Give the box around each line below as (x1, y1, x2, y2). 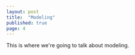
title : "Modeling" (6, 14, 56, 20)
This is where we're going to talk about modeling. (6, 42, 130, 49)
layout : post (6, 8, 39, 15)
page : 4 (6, 25, 26, 32)
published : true (6, 20, 47, 26)
